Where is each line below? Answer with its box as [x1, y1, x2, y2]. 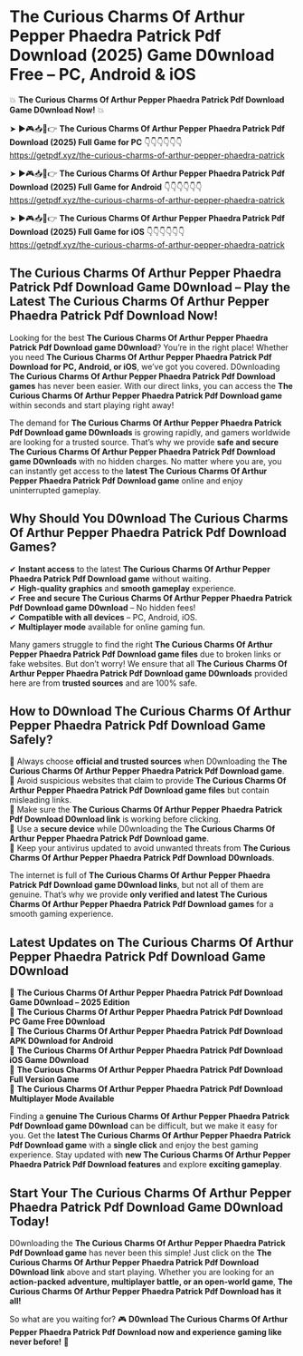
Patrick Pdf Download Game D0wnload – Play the [9, 279, 291, 296]
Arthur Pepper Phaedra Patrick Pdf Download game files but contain [9, 785, 270, 795]
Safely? [9, 732, 53, 747]
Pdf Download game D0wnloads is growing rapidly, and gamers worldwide [9, 426, 291, 437]
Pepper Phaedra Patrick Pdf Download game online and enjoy [9, 474, 243, 486]
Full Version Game [9, 1074, 80, 1085]
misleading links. [9, 795, 72, 805]
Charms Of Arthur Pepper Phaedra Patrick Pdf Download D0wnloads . [9, 853, 275, 863]
